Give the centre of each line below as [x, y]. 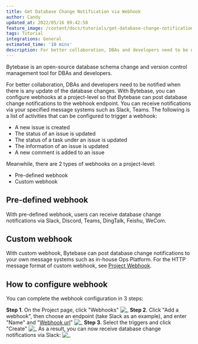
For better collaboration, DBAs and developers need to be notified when [93, 84]
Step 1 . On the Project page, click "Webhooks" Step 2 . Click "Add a [93, 310]
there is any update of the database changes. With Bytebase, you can [91, 91]
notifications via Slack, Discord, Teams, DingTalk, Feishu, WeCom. [86, 220]
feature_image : [25, 28]
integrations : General [34, 39]
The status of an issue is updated [55, 133]
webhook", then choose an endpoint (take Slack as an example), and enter [96, 316]
